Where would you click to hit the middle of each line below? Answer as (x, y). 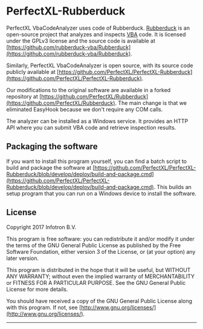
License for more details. (37, 289)
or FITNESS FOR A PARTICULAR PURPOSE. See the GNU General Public (96, 282)
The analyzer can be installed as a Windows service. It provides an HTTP (97, 121)
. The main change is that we (151, 103)
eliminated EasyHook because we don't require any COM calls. (85, 109)
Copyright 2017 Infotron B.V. (41, 227)
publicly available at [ (33, 71)
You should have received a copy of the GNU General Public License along (99, 301)
